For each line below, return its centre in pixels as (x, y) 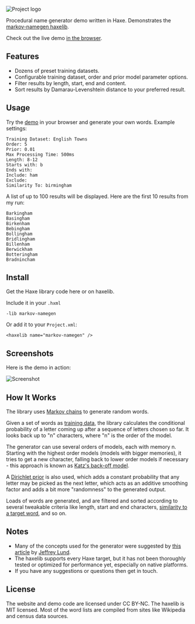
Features (23, 57)
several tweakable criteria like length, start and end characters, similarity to (97, 507)
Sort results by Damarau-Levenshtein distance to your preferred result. (100, 89)
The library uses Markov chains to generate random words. (78, 412)
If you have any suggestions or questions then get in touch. (86, 571)
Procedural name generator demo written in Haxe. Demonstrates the (89, 20)
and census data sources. (37, 616)
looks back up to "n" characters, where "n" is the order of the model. (89, 435)
